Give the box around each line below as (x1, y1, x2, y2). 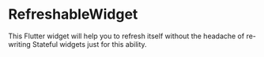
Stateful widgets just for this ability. (32, 39, 148, 48)
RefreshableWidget (8, 5, 138, 23)
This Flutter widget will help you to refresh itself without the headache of (8, 31, 245, 41)
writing (8, 39, 32, 48)
